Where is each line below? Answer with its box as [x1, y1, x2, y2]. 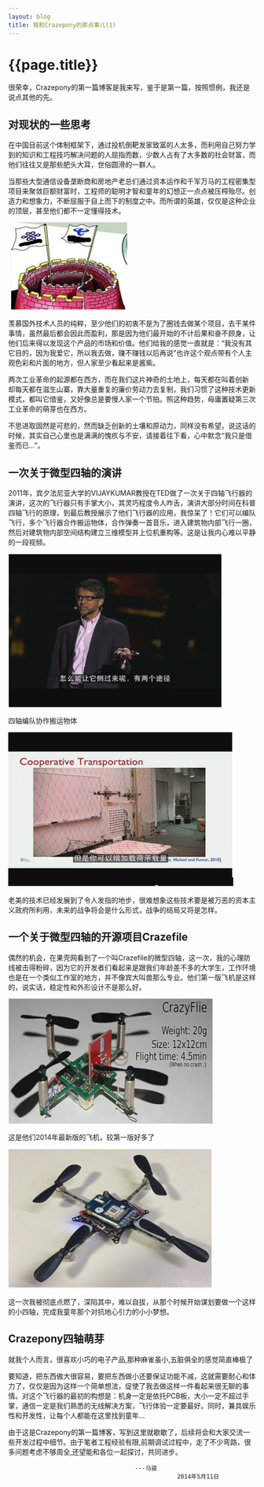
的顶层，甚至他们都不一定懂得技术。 [8, 206, 126, 216]
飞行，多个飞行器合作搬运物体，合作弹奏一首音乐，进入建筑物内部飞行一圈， [8, 518, 256, 527]
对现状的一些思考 [8, 118, 91, 131]
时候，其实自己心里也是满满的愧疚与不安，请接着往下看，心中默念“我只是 [8, 431, 246, 441]
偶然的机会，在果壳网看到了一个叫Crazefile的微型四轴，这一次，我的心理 [8, 953, 244, 962]
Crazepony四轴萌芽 [8, 1332, 104, 1345]
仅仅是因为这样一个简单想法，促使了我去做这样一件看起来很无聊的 [28, 1381, 242, 1390]
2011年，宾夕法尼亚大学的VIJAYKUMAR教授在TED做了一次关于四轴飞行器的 [8, 489, 253, 498]
